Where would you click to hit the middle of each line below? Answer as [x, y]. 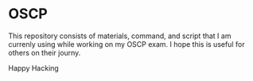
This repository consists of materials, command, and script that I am [120, 36]
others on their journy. [45, 52]
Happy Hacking [34, 67]
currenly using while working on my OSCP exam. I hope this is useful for [127, 44]
